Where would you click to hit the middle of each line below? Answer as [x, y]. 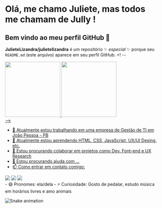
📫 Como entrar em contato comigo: [48, 167]
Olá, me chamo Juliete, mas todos [75, 9]
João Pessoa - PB [30, 135]
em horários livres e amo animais [38, 191]
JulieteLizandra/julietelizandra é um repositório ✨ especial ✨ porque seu [80, 49]
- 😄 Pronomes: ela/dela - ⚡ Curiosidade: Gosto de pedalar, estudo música [80, 184]
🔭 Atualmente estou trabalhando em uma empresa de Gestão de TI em [83, 130]
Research [22, 156]
